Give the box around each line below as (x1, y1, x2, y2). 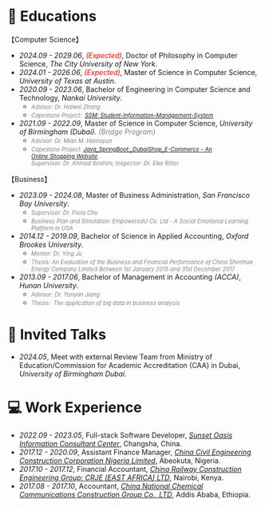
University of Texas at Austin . (18, 76, 117, 85)
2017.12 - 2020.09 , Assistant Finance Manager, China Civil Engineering (18, 447, 252, 457)
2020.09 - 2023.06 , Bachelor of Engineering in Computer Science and (18, 84, 251, 94)
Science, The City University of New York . (18, 59, 158, 69)
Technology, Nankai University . (18, 93, 123, 102)
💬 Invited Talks (7, 326, 107, 344)
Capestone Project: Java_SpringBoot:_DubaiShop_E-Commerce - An (30, 145, 212, 153)
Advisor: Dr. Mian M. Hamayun (30, 137, 113, 145)
